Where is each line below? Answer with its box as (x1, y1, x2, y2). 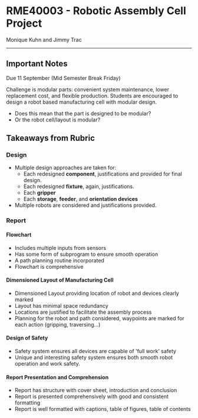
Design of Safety (6, 334, 48, 341)
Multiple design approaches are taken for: (14, 164, 117, 172)
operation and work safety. (14, 360, 81, 367)
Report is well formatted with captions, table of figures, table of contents (14, 406, 191, 413)
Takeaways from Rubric (6, 133, 95, 143)
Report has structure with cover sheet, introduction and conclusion (14, 387, 177, 394)
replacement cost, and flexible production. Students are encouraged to (6, 92, 179, 99)
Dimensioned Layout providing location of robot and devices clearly (14, 289, 180, 297)
